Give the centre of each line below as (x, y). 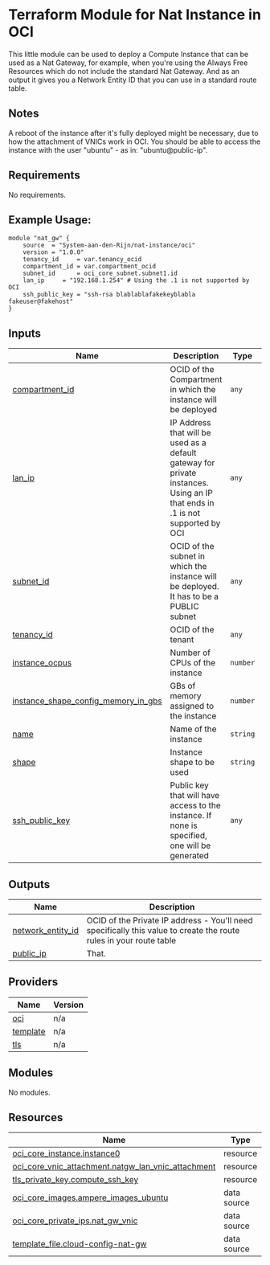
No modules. (29, 1092)
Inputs (25, 333)
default (183, 453)
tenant (182, 640)
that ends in (192, 503)
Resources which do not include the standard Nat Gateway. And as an (124, 71)
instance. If (191, 816)
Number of (190, 653)
